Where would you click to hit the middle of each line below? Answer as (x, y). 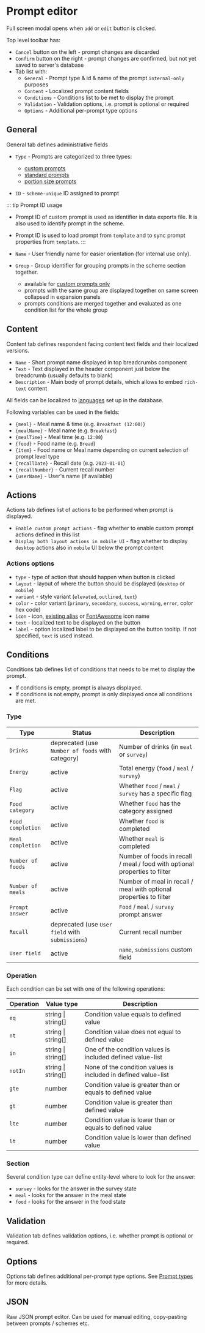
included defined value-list (124, 1057)
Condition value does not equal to (133, 1032)
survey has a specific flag (155, 793)
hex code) (28, 609)
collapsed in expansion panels (62, 297)
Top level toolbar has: (34, 40)
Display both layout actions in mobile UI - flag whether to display (101, 541)
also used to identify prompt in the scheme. (70, 223)
